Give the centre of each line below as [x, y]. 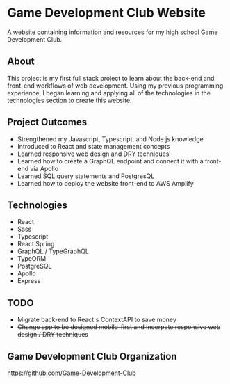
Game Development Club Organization [92, 356]
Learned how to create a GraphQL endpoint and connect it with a [110, 161]
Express [29, 281]
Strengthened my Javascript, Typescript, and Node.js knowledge [110, 139]
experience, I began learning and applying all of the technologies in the [109, 93]
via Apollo [44, 168]
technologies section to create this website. [69, 100]
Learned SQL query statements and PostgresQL [86, 176]
